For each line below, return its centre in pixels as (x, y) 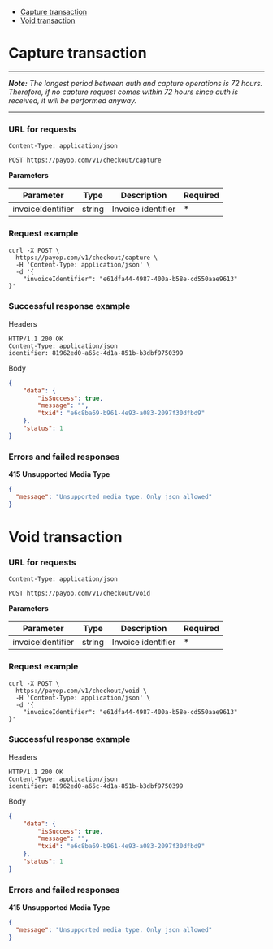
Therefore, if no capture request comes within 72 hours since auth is (123, 92)
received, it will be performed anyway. (72, 100)
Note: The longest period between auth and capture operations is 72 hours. (136, 83)
